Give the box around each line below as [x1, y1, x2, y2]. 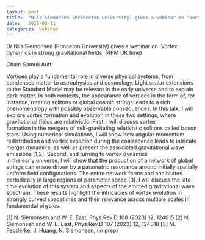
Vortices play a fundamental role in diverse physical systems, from [6, 72, 174, 80]
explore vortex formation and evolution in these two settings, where [6, 111, 176, 119]
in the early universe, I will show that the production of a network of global [6, 157, 193, 164]
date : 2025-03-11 [6, 20, 56, 26]
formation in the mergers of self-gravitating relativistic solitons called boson [6, 124, 197, 132]
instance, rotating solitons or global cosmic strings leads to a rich [6, 99, 170, 106]
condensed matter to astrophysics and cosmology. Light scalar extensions [6, 79, 193, 86]
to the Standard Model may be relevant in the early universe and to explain [6, 86, 194, 93]
